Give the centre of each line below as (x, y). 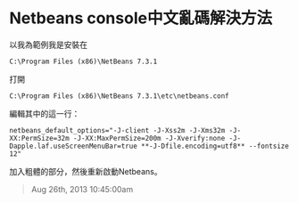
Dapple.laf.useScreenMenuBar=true (74, 146)
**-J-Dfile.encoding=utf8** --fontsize (215, 146)
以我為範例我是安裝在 (48, 45)
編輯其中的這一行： (45, 113)
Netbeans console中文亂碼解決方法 (141, 18)
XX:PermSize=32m (39, 138)
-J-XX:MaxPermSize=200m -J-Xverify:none (149, 138)
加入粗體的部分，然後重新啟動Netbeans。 (86, 171)
